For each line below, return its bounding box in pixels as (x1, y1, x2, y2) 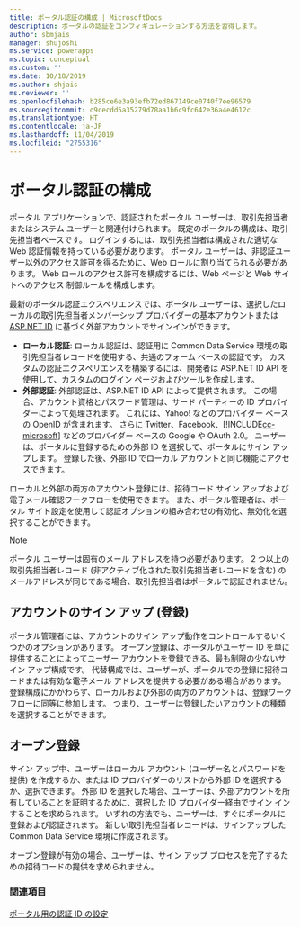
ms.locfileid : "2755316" (9, 139, 102, 148)
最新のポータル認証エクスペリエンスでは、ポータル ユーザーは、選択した (9, 298, 278, 309)
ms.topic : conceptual (9, 55, 91, 64)
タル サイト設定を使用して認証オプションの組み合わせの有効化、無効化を (9, 505, 279, 516)
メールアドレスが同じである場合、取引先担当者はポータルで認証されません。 (9, 575, 293, 586)
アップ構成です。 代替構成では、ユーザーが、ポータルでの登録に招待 (26, 663, 280, 675)
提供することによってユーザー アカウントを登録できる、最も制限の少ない (9, 652, 278, 663)
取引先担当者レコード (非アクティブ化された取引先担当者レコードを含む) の (9, 564, 287, 575)
